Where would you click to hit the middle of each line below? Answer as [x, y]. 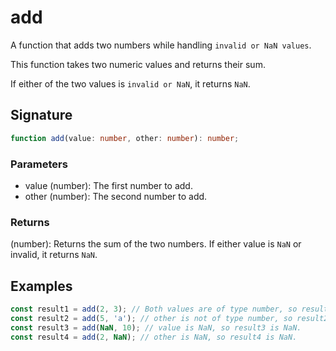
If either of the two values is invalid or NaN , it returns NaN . [130, 83]
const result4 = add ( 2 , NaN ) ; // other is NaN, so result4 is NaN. [154, 337]
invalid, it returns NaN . [54, 255]
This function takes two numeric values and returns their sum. [138, 64]
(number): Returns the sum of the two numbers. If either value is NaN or [156, 244]
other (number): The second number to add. [116, 196]
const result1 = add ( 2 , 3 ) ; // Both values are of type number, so [154, 309]
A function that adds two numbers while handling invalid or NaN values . [161, 45]
